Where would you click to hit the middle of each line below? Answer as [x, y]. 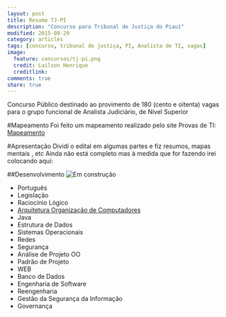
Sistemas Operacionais [50, 232]
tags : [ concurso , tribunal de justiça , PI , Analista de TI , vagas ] [107, 46]
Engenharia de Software [52, 284]
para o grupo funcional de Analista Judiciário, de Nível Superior [98, 112]
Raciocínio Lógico [43, 203]
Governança [35, 306]
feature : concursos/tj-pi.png [57, 59]
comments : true [29, 78]
